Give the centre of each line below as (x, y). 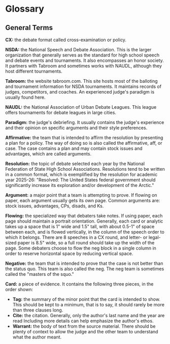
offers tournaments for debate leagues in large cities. (61, 113)
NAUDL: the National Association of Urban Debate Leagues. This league (81, 107)
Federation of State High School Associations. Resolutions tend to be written (85, 169)
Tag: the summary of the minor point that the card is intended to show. (87, 299)
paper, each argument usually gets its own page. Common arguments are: (83, 200)
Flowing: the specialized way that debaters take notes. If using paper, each (84, 216)
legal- (155, 237)
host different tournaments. (34, 71)
